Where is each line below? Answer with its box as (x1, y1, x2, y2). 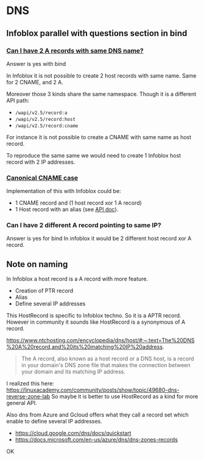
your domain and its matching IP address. (21, 368, 126, 376)
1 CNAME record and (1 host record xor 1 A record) (15, 199, 142, 206)
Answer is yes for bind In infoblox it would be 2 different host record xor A (6, 235, 192, 242)
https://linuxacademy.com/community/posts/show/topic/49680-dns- (6, 386, 180, 394)
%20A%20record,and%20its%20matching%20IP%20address (6, 343, 163, 351)
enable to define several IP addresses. (6, 418, 102, 425)
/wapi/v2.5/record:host (15, 116, 76, 122)
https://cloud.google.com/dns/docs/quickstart (15, 429, 132, 437)
